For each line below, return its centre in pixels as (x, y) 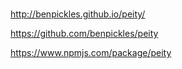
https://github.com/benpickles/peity (84, 33)
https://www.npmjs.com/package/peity (91, 52)
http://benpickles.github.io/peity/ (78, 14)
